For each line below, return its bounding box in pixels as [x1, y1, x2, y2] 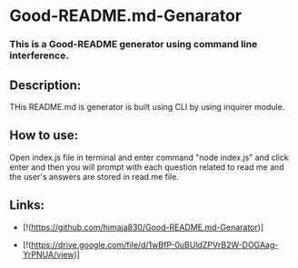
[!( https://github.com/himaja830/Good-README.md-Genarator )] [22, 222, 264, 233]
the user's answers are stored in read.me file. [9, 171, 179, 182]
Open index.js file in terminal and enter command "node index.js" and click [9, 152, 289, 163]
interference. [9, 49, 70, 62]
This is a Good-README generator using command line [9, 38, 258, 51]
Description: [9, 77, 82, 93]
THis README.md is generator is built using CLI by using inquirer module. [9, 101, 285, 112]
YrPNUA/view [22, 249, 74, 260]
